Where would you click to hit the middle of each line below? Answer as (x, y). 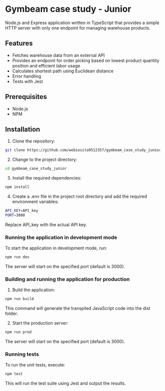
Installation (23, 129)
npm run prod (18, 332)
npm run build (20, 299)
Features (19, 44)
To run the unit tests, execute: (35, 365)
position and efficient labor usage (46, 65)
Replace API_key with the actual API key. (46, 224)
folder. (12, 314)
